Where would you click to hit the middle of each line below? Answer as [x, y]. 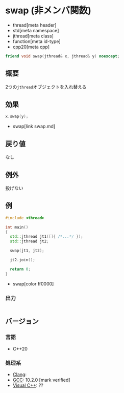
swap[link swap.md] [34, 127]
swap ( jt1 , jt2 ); [27, 251]
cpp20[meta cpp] [31, 47]
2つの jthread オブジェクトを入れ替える [46, 87]
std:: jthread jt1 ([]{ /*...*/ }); [46, 237]
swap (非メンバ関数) [48, 11]
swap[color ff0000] [33, 284]
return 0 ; [20, 269]
